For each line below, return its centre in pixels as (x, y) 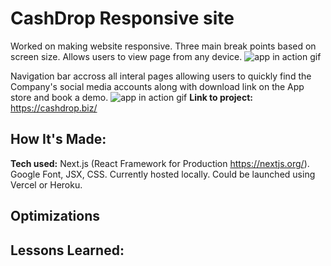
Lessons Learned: (67, 250)
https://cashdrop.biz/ (54, 108)
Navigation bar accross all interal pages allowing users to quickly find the (161, 76)
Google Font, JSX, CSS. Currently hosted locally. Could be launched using (163, 174)
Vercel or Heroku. (46, 184)
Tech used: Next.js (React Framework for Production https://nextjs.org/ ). (160, 163)
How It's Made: (58, 139)
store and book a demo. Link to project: (131, 97)
